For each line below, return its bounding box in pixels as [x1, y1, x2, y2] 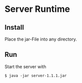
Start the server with [4, 63, 46, 70]
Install [4, 23, 24, 32]
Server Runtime [4, 3, 70, 15]
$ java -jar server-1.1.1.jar [4, 73, 67, 78]
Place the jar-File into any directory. [4, 36, 77, 42]
